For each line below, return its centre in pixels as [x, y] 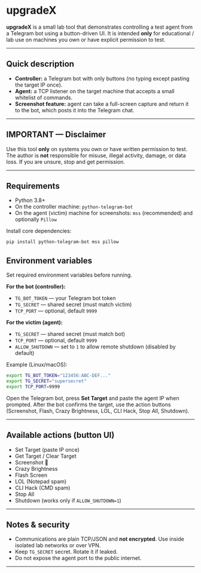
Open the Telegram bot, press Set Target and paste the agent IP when [93, 398]
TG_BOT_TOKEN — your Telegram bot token [65, 298]
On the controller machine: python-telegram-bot [74, 207]
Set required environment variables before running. [69, 275]
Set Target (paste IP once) [47, 449]
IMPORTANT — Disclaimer [56, 135]
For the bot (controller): [36, 287]
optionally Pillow [36, 219]
